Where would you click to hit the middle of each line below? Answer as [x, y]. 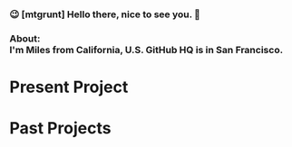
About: [25, 38]
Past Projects [60, 129]
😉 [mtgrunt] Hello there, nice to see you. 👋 [105, 14]
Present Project [69, 87]
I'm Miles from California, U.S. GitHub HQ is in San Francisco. [146, 50]
